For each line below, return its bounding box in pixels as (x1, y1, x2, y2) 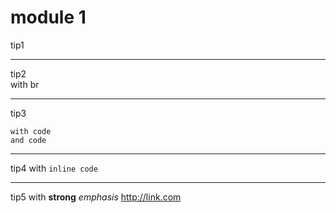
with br (10, 78, 40, 90)
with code (10, 126, 52, 136)
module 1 (10, 6, 87, 29)
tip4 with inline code (10, 162, 98, 174)
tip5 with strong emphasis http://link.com (10, 191, 182, 203)
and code (10, 135, 47, 145)
